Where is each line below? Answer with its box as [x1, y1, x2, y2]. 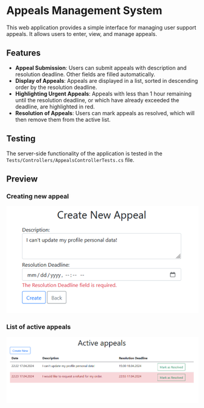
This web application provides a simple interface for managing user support [6, 24, 197, 31]
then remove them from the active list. [15, 116, 111, 123]
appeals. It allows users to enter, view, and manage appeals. [6, 30, 157, 37]
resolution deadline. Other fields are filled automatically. [15, 71, 155, 78]
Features [6, 48, 41, 58]
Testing [6, 133, 36, 144]
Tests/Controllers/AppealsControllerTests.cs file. [6, 156, 135, 163]
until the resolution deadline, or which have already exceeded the [15, 96, 180, 104]
